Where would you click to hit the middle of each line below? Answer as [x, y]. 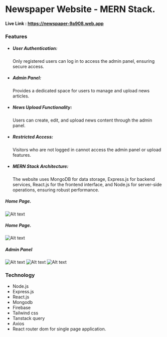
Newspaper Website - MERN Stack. [80, 9]
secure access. [28, 66]
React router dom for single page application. [59, 329]
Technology [20, 275]
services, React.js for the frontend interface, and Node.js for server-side [87, 184]
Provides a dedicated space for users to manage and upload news [81, 90]
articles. [21, 96]
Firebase [22, 307]
